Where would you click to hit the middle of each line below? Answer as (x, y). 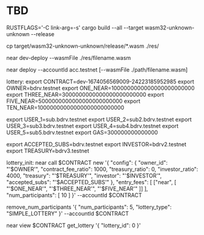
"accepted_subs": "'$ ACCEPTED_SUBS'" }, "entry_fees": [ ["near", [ (91, 182)
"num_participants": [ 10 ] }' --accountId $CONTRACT (74, 195)
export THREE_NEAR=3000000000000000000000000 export (85, 94)
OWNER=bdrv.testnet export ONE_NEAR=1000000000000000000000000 (100, 88)
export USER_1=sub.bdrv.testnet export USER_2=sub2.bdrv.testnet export (99, 119)
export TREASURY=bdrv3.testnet (48, 151)
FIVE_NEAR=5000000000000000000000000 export (73, 101)
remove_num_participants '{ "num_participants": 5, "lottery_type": (89, 207)
